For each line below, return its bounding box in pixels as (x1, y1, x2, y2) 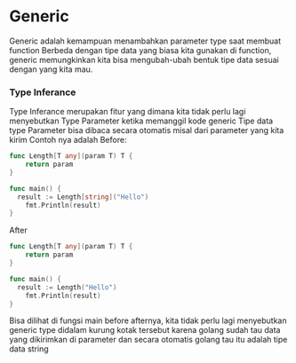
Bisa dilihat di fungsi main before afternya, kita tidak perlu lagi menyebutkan (9, 315, 287, 326)
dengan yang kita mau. (9, 64, 93, 75)
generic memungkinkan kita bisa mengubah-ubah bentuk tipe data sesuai (9, 54, 279, 65)
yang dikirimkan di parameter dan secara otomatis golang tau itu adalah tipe (9, 335, 288, 345)
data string (9, 343, 49, 354)
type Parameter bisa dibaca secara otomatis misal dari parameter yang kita (9, 125, 284, 136)
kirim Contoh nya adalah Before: (9, 135, 127, 146)
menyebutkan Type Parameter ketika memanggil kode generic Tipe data (9, 115, 274, 126)
